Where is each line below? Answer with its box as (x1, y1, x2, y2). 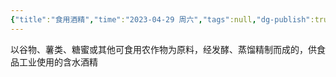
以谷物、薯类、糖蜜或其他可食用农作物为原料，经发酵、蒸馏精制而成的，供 (10, 43, 317, 55)
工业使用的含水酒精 (18, 56, 98, 68)
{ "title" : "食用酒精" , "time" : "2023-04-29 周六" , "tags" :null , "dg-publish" (10, 14, 311, 25)
